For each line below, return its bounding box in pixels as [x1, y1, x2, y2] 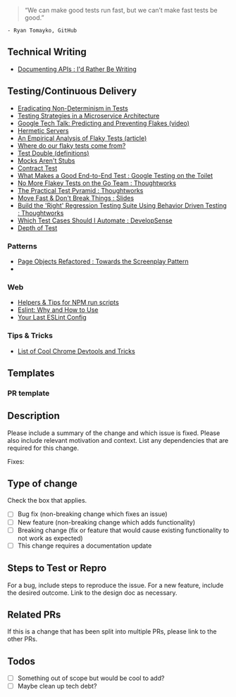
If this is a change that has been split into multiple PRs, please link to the [7, 627, 217, 636]
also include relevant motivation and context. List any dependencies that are [7, 436, 229, 444]
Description [7, 410, 60, 422]
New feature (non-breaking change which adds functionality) [17, 517, 196, 527]
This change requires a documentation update [17, 541, 152, 550]
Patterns [7, 241, 37, 251]
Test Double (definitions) [17, 149, 89, 157]
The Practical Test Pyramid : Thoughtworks [17, 186, 144, 194]
